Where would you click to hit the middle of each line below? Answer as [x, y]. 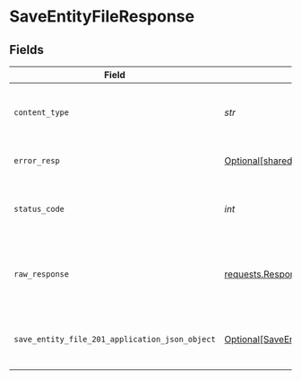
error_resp [37, 160]
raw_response [42, 274]
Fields [27, 50]
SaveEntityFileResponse [102, 17]
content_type [42, 113]
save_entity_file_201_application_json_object [115, 339]
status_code [39, 209]
